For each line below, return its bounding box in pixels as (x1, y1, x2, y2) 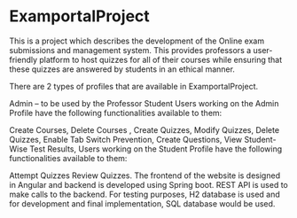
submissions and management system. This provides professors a (9, 44, 252, 55)
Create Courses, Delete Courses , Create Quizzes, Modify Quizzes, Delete (9, 124, 280, 135)
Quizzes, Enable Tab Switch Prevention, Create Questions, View (9, 134, 243, 144)
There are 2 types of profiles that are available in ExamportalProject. (9, 81, 259, 91)
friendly (9, 54, 38, 65)
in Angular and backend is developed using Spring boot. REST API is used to (9, 179, 288, 190)
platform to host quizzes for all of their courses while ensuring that (39, 54, 283, 65)
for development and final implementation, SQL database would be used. (9, 198, 276, 209)
